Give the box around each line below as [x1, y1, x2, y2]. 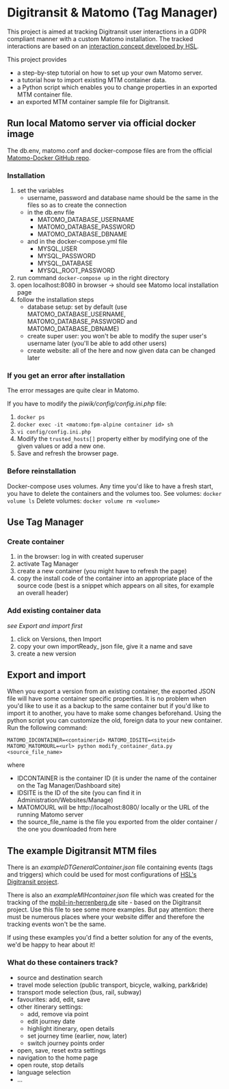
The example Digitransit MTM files [7, 844, 157, 857]
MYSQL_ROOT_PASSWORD [37, 266, 116, 275]
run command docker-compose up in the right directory [16, 274, 170, 282]
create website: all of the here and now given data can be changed [27, 347, 216, 355]
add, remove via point [27, 1010, 89, 1018]
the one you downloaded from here [16, 825, 117, 834]
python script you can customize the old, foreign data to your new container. [7, 716, 223, 725]
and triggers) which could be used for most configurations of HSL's [7, 871, 197, 879]
